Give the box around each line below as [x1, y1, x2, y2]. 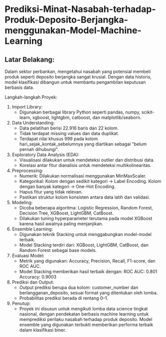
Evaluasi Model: [11, 252, 45, 258]
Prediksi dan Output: [11, 279, 54, 285]
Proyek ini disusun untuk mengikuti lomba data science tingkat [19, 306, 148, 311]
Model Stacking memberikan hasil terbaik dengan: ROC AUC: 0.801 [19, 268, 158, 274]
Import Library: [11, 104, 43, 109]
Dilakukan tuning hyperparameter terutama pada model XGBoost [19, 215, 153, 221]
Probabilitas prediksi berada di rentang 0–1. [19, 295, 108, 301]
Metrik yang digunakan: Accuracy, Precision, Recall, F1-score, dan [19, 258, 156, 263]
